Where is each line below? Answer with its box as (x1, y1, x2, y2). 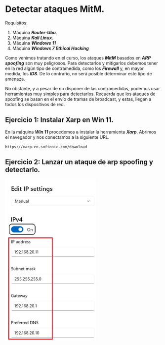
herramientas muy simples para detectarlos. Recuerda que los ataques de (5, 91, 156, 97)
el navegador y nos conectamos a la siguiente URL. (5, 134, 110, 140)
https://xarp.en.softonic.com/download (5, 144, 87, 149)
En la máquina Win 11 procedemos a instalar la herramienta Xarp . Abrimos (5, 129, 157, 135)
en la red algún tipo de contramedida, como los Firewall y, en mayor (5, 65, 144, 71)
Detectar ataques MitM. (5, 3, 105, 15)
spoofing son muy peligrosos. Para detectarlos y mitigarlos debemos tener (5, 60, 158, 66)
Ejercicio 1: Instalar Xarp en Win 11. (5, 115, 114, 124)
